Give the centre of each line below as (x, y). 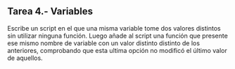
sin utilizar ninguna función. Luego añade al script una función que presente (118, 36)
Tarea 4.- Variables (50, 11)
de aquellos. (25, 58)
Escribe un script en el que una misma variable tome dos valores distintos (114, 28)
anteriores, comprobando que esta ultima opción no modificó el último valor (117, 50)
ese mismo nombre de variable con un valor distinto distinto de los (104, 43)
